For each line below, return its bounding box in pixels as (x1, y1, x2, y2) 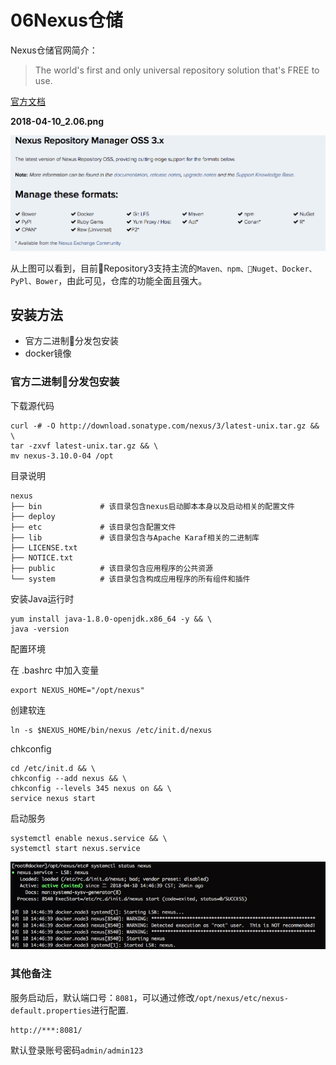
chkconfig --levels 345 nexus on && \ (10, 783, 172, 793)
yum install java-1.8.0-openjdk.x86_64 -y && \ (10, 614, 213, 624)
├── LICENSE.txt (10, 542, 78, 553)
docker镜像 (24, 347, 72, 360)
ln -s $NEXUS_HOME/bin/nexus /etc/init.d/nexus (10, 725, 213, 735)
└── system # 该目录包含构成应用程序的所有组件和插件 (10, 574, 251, 584)
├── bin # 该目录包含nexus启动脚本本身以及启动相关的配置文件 (10, 501, 295, 511)
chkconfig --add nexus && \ (10, 773, 128, 783)
